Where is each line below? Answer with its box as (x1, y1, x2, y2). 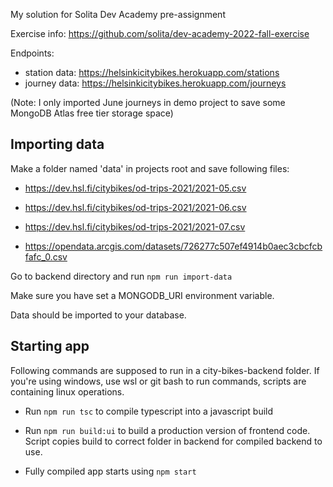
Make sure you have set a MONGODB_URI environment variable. (10, 289, 275, 301)
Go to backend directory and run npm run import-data (10, 270, 233, 282)
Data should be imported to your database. (10, 309, 187, 321)
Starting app (10, 338, 90, 355)
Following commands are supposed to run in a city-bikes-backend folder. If (10, 364, 320, 376)
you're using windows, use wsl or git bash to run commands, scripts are (10, 375, 307, 387)
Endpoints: (10, 47, 55, 59)
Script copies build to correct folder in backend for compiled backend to (24, 435, 323, 447)
